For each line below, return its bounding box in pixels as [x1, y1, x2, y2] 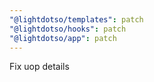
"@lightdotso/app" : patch [9, 33, 117, 43]
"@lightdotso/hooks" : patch [9, 24, 127, 34]
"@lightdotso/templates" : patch [9, 14, 144, 25]
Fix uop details [9, 61, 70, 73]
